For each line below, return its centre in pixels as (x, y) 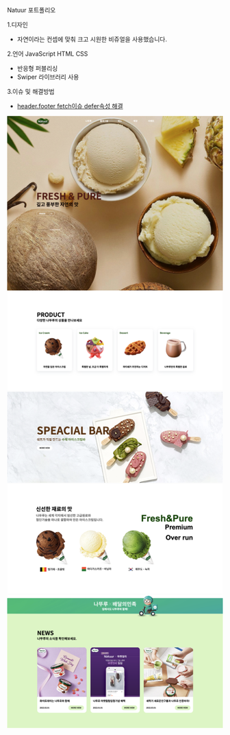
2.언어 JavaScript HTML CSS (48, 54)
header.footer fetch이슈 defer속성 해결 (70, 106)
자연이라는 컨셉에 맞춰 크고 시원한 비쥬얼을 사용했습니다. (92, 39)
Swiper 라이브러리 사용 (48, 77)
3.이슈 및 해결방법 (31, 92)
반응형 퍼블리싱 (37, 68)
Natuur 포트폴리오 (31, 10)
